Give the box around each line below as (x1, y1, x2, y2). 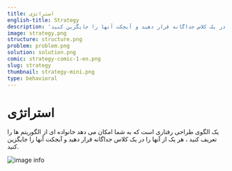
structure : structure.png (7, 36, 82, 43)
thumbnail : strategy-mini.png (7, 68, 95, 75)
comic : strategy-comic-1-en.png (7, 56, 101, 63)
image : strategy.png (7, 29, 68, 37)
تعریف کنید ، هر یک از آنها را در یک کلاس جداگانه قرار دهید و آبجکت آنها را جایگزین (7, 135, 217, 143)
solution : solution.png (7, 49, 77, 56)
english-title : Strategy (7, 17, 79, 24)
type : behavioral (7, 74, 58, 82)
